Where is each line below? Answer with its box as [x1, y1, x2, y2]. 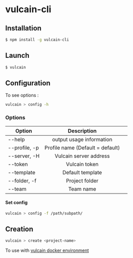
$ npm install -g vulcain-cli [5, 37, 70, 42]
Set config [5, 200, 28, 206]
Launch [5, 51, 29, 60]
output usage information [52, 136, 113, 143]
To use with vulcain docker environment [5, 247, 89, 253]
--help [8, 136, 25, 143]
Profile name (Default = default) [44, 144, 120, 151]
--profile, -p [8, 144, 39, 151]
